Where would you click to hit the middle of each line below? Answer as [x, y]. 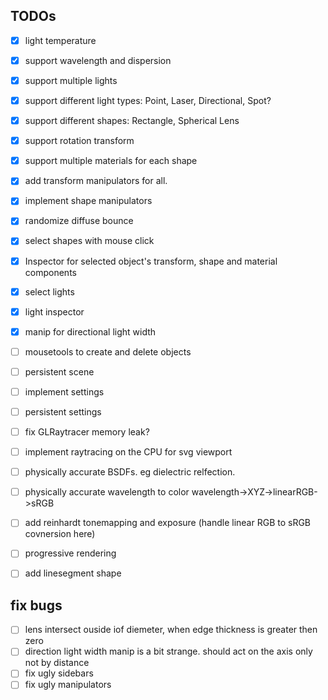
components [50, 272]
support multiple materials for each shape [111, 161]
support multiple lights [71, 80]
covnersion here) [60, 534]
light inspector [54, 311]
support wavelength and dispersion [98, 60]
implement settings [64, 391]
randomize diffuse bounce [79, 221]
